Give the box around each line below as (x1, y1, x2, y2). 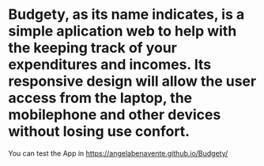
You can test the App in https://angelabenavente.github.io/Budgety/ (8, 148, 228, 158)
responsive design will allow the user (8, 72, 257, 90)
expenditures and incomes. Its (8, 56, 212, 74)
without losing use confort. (8, 123, 190, 141)
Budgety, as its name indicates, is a (8, 6, 245, 24)
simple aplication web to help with (8, 22, 237, 40)
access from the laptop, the (8, 89, 193, 107)
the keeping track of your (8, 39, 178, 57)
